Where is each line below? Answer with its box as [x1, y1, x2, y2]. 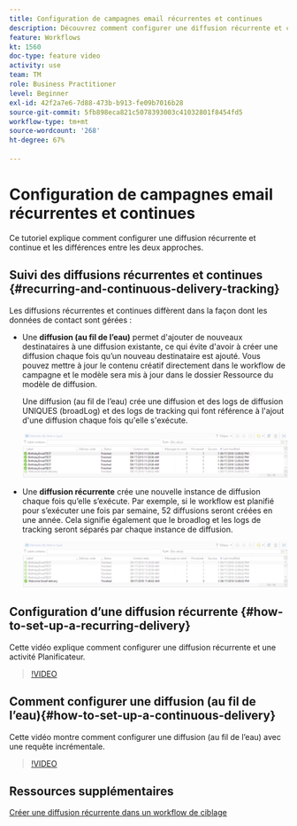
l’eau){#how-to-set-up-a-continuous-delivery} [9, 708, 276, 723]
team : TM [9, 71, 42, 80]
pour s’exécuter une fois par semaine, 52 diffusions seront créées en [21, 505, 273, 516]
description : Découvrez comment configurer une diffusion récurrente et [9, 23, 283, 33]
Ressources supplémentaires [9, 783, 174, 799]
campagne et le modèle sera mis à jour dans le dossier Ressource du [21, 369, 274, 380]
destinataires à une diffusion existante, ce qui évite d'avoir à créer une [21, 341, 278, 352]
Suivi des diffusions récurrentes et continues [9, 268, 263, 283]
